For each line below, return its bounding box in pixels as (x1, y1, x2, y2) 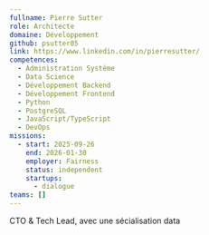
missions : (9, 132, 47, 141)
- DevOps (17, 123, 51, 132)
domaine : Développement (9, 30, 100, 39)
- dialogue (33, 182, 75, 191)
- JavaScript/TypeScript (17, 114, 111, 123)
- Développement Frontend (17, 89, 116, 98)
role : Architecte (9, 22, 75, 31)
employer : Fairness (25, 156, 100, 166)
